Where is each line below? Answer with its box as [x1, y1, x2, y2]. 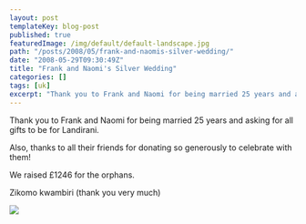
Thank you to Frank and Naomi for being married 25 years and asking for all [9, 115, 294, 126]
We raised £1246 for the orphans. [9, 169, 135, 180]
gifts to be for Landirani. [9, 124, 100, 135]
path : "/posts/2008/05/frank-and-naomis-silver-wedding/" [9, 47, 234, 56]
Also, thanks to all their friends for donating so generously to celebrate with [9, 142, 293, 153]
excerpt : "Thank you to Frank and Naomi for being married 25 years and [9, 89, 291, 98]
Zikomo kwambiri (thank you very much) [9, 187, 161, 198]
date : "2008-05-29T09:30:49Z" [9, 56, 125, 65]
